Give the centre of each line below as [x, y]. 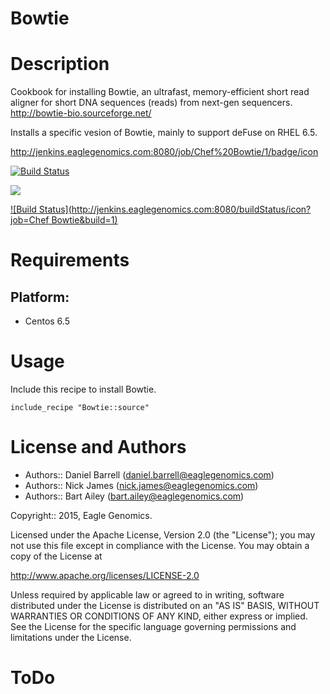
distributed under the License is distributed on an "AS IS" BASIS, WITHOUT [165, 605]
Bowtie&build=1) [84, 220]
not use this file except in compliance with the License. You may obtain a [160, 545]
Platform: [40, 297]
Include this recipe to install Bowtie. [83, 389]
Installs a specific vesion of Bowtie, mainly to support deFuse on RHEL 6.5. [164, 133]
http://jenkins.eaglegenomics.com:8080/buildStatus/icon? [191, 209]
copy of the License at [56, 556]
